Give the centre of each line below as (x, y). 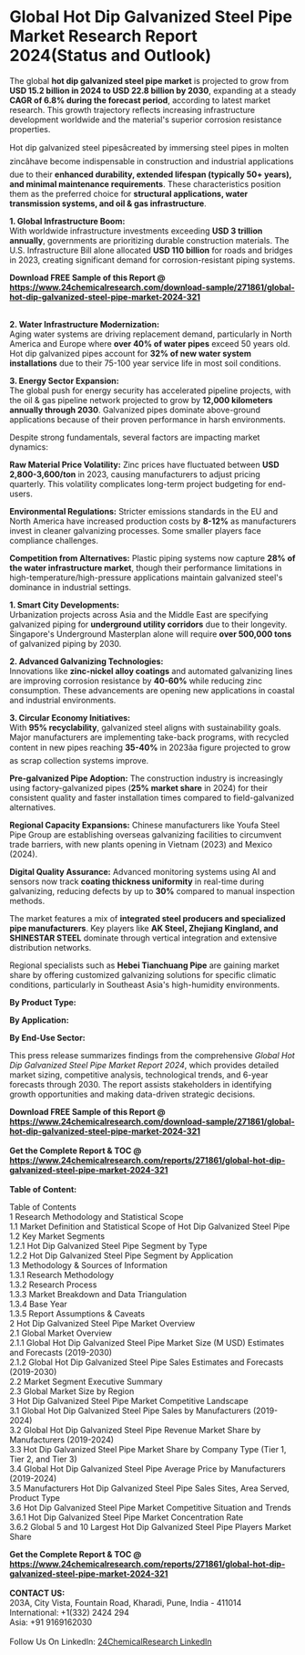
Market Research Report (103, 36)
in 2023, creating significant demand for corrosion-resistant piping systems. (152, 260)
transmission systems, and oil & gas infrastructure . (108, 203)
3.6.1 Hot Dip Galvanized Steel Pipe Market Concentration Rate (127, 1517)
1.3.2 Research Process (53, 1285)
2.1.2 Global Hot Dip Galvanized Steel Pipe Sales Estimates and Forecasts (147, 1362)
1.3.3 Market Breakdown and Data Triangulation (98, 1294)
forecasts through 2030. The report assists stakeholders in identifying (141, 1084)
